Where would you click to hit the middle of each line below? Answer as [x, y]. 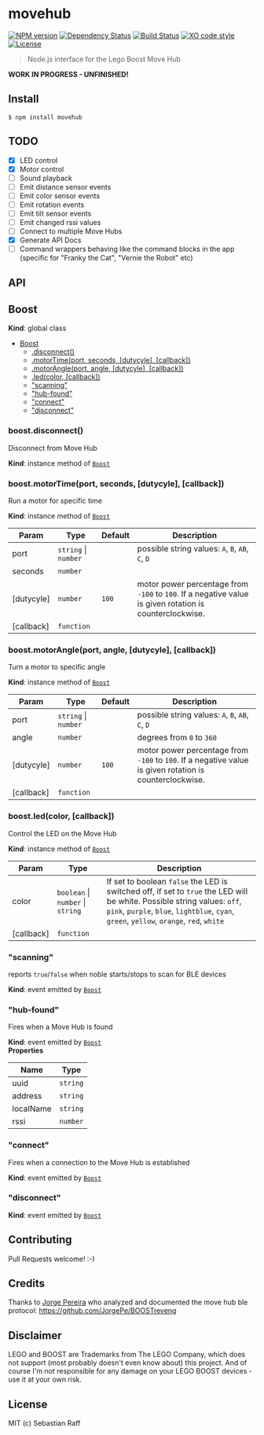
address [27, 1096]
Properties [26, 1050]
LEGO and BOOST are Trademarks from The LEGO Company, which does [127, 1355]
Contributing [40, 1240]
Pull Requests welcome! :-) [52, 1259]
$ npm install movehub [45, 117]
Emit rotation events [52, 205]
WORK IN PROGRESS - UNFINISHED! [68, 74]
